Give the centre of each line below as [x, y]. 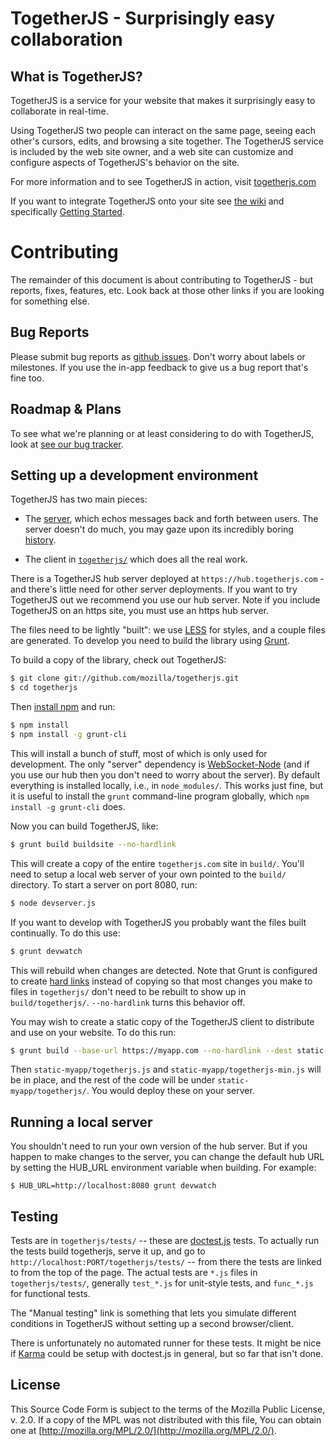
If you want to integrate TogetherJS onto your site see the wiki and [147, 201]
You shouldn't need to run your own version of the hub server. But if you [159, 1146]
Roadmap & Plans [66, 409]
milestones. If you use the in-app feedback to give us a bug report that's [159, 367]
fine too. [27, 378]
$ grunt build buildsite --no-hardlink [93, 844]
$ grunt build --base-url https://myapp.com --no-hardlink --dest [151, 1050]
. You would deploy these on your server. [170, 1091]
